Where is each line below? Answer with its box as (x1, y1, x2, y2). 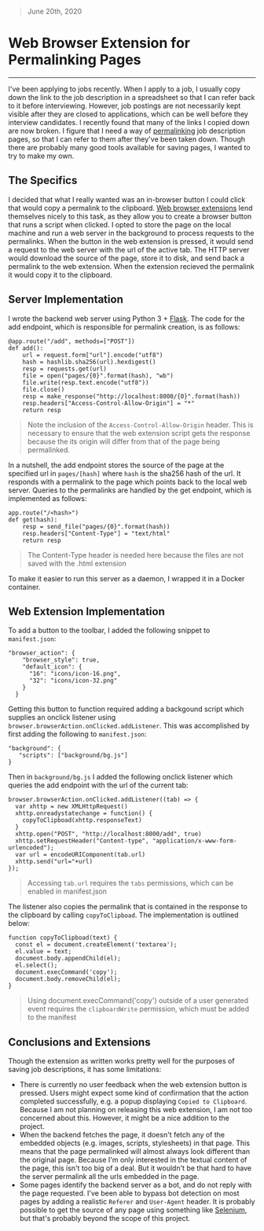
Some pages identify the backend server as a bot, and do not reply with (19, 1180, 252, 1190)
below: (8, 919, 30, 928)
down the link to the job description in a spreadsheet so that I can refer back (8, 92, 255, 101)
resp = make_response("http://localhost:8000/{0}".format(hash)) (22, 393, 241, 400)
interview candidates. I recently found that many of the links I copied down (8, 117, 250, 127)
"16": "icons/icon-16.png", (28, 670, 122, 678)
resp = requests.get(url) (22, 365, 108, 373)
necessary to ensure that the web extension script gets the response (27, 428, 251, 437)
